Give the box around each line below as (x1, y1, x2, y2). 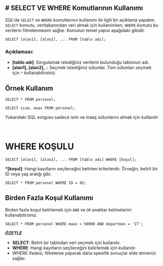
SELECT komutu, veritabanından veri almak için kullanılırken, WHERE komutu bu (5, 22, 159, 28)
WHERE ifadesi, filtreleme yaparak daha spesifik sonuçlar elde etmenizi (12, 250, 156, 256)
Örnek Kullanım (5, 84, 53, 92)
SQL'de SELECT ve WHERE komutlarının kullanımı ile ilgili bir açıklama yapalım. (5, 17, 156, 23)
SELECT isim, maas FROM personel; (5, 106, 76, 110)
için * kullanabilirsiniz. (12, 70, 56, 76)
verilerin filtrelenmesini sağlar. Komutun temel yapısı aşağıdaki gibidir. (5, 27, 145, 33)
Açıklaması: (5, 48, 34, 55)
